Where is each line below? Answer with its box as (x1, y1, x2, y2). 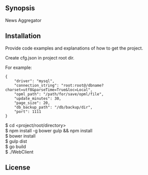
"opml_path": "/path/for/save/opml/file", (14, 91, 104, 96)
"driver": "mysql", (14, 78, 55, 83)
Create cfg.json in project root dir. (5, 54, 75, 60)
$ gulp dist (5, 138, 27, 144)
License (5, 163, 30, 172)
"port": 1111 (14, 109, 41, 114)
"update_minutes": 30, (14, 96, 61, 101)
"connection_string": (14, 82, 59, 88)
